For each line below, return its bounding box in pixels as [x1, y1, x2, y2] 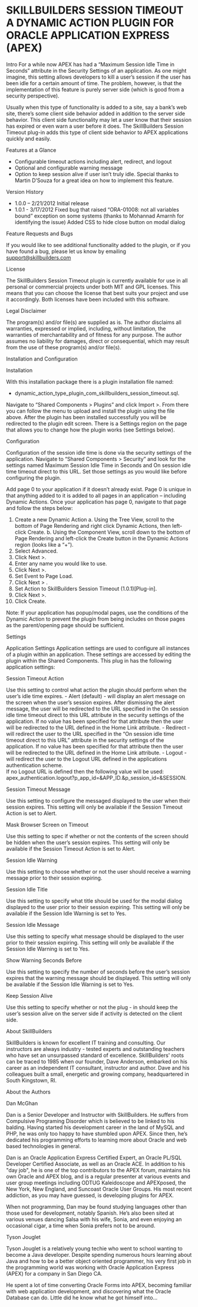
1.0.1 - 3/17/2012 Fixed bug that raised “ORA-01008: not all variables [14, 206, 180, 213]
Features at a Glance [6, 146, 57, 154]
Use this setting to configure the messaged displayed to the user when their [6, 797, 190, 804]
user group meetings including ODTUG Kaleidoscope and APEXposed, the [6, 1179, 186, 1186]
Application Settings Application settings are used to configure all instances [6, 644, 190, 651]
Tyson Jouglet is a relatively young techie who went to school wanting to [6, 1245, 183, 1252]
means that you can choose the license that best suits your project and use [6, 289, 189, 296]
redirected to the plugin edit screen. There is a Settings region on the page [6, 420, 187, 427]
